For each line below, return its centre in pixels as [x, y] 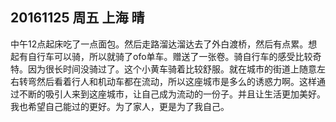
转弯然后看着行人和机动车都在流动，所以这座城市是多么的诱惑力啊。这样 [167, 81]
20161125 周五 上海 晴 [77, 18]
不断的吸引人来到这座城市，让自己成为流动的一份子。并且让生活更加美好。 [172, 94]
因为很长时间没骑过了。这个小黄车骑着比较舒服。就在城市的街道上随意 [172, 69]
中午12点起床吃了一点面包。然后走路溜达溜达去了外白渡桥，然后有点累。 [159, 44]
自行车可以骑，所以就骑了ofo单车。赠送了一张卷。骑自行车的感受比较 [170, 56]
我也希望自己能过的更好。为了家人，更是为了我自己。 [120, 106]
